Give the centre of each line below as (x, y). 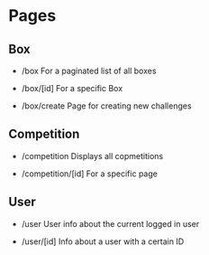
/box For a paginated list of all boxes (89, 71)
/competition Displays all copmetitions (92, 156)
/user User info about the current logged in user (110, 223)
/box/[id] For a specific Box (72, 88)
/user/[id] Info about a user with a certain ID (103, 241)
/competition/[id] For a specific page (90, 174)
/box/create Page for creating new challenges (106, 106)
